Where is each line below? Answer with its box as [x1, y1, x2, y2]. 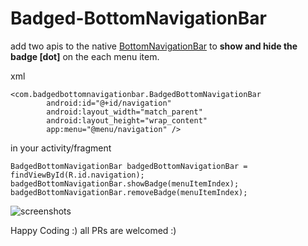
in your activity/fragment [10, 142, 112, 154]
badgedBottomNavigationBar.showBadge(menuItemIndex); [10, 178, 240, 189]
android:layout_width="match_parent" [46, 107, 203, 117]
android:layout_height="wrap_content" [46, 115, 208, 126]
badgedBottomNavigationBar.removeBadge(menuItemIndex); [10, 187, 248, 197]
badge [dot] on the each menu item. [10, 50, 160, 62]
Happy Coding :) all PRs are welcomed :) [10, 224, 177, 236]
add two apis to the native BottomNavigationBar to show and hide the [10, 40, 298, 52]
